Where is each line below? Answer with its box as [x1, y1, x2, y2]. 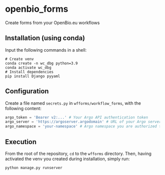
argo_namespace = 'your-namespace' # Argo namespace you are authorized [5, 124, 157, 129]
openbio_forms [5, 3, 69, 15]
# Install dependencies [5, 69, 54, 74]
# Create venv [5, 57, 34, 61]
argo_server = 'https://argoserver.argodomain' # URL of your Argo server [5, 119, 162, 124]
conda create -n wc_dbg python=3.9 [5, 60, 78, 66]
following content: [5, 105, 42, 111]
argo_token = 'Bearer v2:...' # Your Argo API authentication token [5, 115, 148, 120]
